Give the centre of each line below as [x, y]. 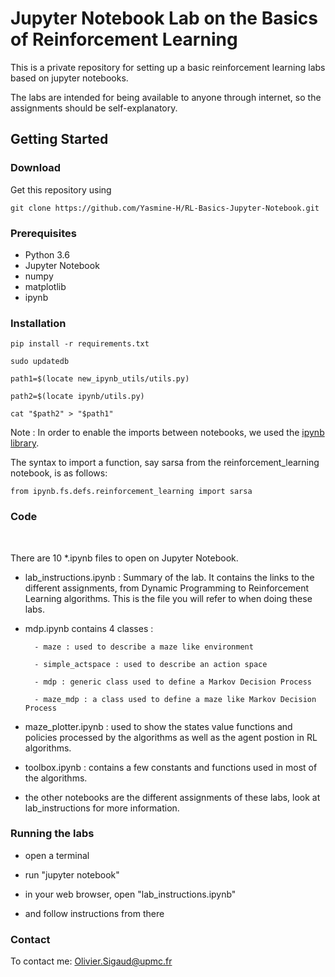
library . [25, 443]
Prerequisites [43, 233]
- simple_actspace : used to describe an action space [151, 664]
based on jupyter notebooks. [69, 78]
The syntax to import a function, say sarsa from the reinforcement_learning [165, 463]
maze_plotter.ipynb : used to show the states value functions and [158, 726]
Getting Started [59, 139]
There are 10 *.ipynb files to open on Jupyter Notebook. [124, 558]
